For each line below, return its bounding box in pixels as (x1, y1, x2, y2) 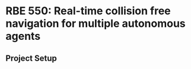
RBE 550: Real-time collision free (5, 4, 171, 18)
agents (5, 30, 41, 43)
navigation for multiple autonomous (5, 17, 186, 30)
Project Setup (5, 53, 58, 63)
